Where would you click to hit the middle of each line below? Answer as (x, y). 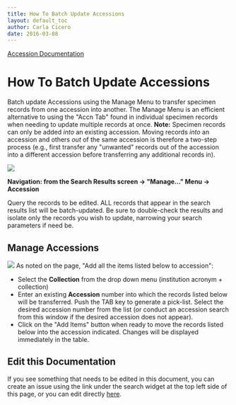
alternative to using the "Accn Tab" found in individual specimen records (113, 117)
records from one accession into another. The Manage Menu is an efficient (116, 110)
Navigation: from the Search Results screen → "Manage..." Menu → (108, 182)
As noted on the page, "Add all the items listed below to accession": (114, 266)
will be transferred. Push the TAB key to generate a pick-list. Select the (120, 302)
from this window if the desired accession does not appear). (105, 317)
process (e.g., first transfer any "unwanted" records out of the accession (113, 147)
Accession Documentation (46, 54)
